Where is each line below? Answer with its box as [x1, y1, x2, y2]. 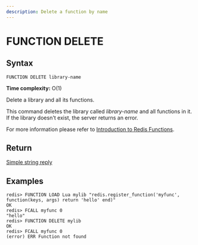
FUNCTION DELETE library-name [6, 74, 82, 80]
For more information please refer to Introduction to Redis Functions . [6, 125, 175, 133]
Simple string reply [6, 159, 52, 166]
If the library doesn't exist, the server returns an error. [6, 114, 138, 121]
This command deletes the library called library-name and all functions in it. [6, 108, 192, 115]
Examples [6, 176, 44, 186]
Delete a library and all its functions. [6, 96, 95, 103]
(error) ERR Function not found [6, 234, 86, 240]
